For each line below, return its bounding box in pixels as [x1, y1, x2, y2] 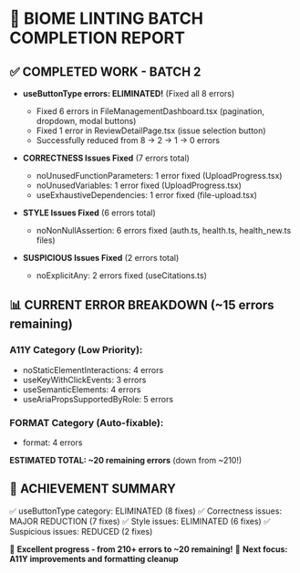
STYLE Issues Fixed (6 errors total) [22, 207, 157, 218]
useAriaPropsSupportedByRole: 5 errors [22, 393, 174, 404]
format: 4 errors [22, 437, 83, 448]
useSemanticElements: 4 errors [22, 383, 141, 395]
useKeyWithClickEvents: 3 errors [22, 374, 147, 385]
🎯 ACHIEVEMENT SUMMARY [9, 481, 176, 496]
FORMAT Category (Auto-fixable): [9, 416, 164, 429]
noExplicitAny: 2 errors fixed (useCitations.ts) [36, 270, 207, 281]
